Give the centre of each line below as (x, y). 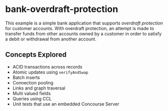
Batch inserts (26, 77)
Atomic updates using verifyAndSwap (50, 72)
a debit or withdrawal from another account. (51, 39)
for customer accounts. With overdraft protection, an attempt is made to (80, 28)
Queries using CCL (32, 98)
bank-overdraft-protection (62, 9)
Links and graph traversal (39, 88)
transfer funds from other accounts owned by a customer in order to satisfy (83, 33)
